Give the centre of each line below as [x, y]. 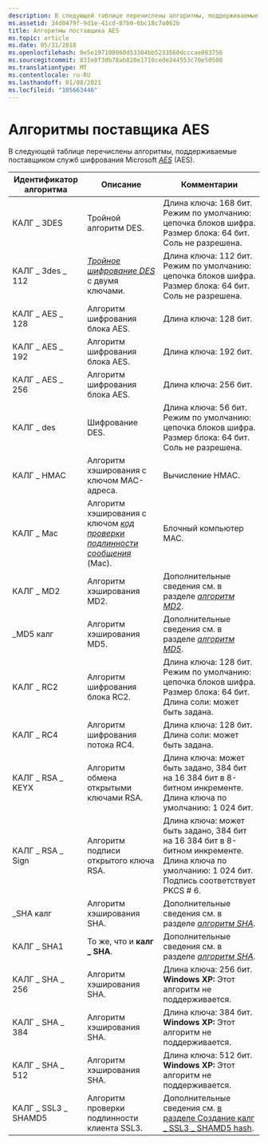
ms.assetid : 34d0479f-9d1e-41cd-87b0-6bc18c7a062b [94, 23]
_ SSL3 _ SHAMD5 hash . [209, 1128]
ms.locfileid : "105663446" [53, 90]
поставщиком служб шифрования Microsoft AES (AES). [102, 160]
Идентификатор [45, 180]
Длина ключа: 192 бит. [208, 352]
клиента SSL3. [115, 1128]
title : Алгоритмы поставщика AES [64, 30]
